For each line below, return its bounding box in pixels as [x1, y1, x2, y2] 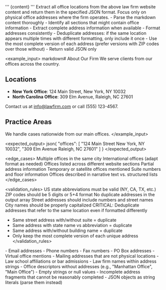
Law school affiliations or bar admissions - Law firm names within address [5, 258, 157, 264]
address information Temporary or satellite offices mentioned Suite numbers [5, 166, 161, 172]
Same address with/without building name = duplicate [12, 227, 123, 233]
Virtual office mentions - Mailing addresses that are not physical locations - [5, 253, 159, 259]
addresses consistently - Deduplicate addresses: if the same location [5, 30, 147, 36]
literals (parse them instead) [5, 279, 63, 285]
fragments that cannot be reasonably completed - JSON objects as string [5, 274, 155, 280]
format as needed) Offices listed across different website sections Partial [5, 160, 154, 167]
